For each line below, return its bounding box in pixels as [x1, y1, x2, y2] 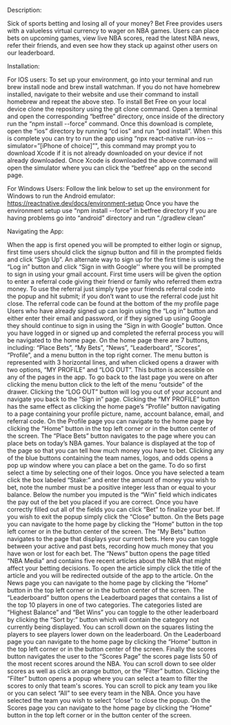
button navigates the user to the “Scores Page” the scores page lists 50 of [7, 652, 219, 660]
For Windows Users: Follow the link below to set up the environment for [7, 185, 210, 192]
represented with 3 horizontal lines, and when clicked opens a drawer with [7, 358, 219, 366]
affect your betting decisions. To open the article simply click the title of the [7, 564, 222, 572]
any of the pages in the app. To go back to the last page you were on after [7, 373, 218, 381]
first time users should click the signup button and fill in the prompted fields [7, 248, 222, 256]
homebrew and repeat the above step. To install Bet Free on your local [7, 98, 207, 106]
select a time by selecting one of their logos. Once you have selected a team [7, 468, 225, 477]
